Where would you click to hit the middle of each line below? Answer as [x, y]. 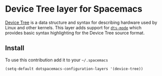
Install [15, 48]
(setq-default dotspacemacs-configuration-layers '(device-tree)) [74, 69]
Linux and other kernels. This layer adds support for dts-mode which [73, 27]
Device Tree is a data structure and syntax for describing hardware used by [81, 22]
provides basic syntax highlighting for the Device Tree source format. [75, 33]
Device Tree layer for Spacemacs [74, 9]
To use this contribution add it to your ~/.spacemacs [57, 60]
